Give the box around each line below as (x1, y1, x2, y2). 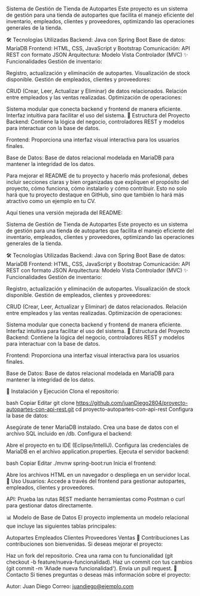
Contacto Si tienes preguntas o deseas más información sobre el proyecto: (6, 571, 191, 578)
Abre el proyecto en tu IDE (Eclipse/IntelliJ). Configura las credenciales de (6, 441, 189, 449)
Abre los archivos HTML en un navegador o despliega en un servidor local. (6, 471, 191, 478)
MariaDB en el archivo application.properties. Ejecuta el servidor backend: (6, 448, 190, 455)
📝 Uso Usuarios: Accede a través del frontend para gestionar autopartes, (6, 477, 186, 485)
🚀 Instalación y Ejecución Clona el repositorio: (6, 388, 119, 395)
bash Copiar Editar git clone (6, 400, 75, 406)
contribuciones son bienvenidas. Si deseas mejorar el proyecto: (6, 540, 163, 547)
